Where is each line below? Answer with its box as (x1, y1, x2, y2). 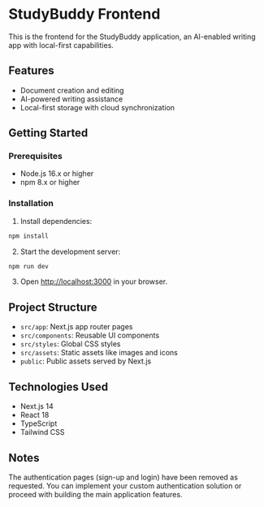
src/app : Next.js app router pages (19, 322, 133, 332)
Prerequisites (8, 151, 63, 162)
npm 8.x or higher (19, 178, 80, 187)
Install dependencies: (19, 216, 93, 226)
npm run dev (8, 262, 49, 270)
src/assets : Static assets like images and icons (19, 348, 179, 358)
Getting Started (8, 127, 89, 140)
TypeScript (19, 419, 58, 428)
